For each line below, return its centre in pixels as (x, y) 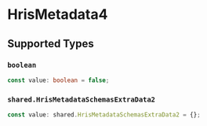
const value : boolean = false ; (58, 80)
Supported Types (51, 44)
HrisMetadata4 (58, 15)
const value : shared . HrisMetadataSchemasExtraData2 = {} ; (104, 115)
